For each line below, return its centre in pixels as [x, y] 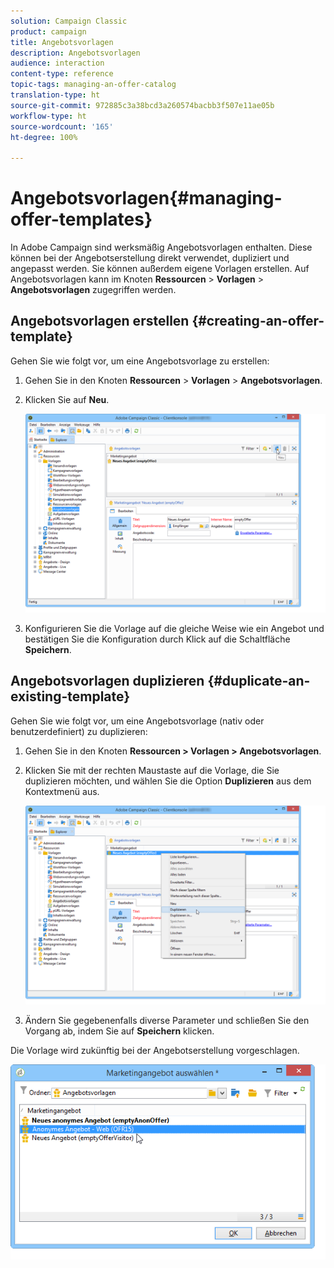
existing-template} [70, 696]
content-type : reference [62, 74]
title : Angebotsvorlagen [62, 42]
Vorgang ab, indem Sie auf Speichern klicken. [119, 1031]
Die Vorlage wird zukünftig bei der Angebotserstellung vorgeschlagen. [155, 1050]
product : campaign [48, 31]
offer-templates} [81, 219]
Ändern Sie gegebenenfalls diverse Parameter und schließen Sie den [167, 1020]
